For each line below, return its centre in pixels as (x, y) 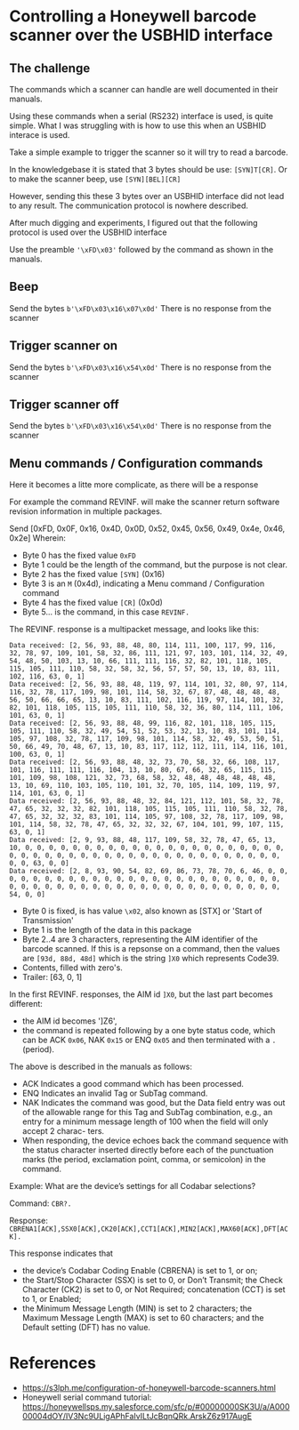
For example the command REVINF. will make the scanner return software (145, 502)
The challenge (50, 68)
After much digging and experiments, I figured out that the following (133, 223)
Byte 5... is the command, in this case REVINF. (105, 612)
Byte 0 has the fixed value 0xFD (79, 555)
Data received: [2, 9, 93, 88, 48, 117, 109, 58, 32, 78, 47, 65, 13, (143, 840)
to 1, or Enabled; (52, 1299)
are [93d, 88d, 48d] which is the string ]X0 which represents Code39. (150, 959)
